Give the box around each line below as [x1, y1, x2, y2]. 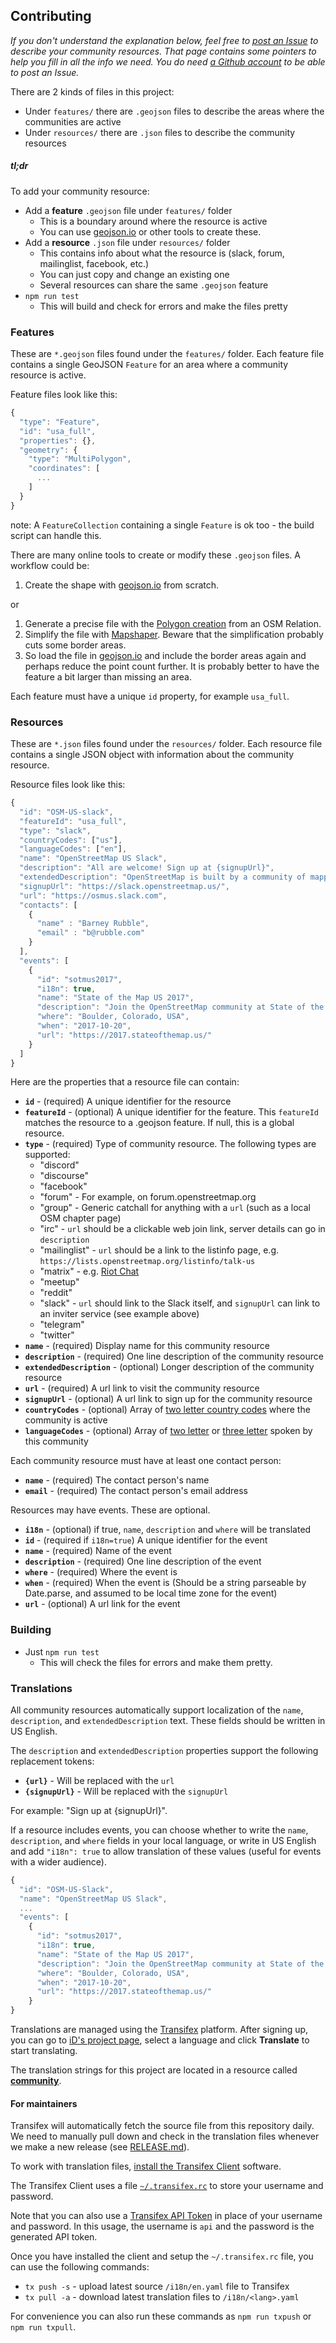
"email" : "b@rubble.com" [36, 928, 145, 938]
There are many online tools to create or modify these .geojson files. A [10, 549, 301, 561]
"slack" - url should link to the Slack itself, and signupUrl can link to [39, 1297, 321, 1309]
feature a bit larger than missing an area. [24, 670, 192, 683]
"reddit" [39, 1287, 73, 1299]
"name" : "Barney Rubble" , [36, 919, 150, 929]
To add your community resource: [10, 185, 150, 197]
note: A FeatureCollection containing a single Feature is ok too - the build [10, 519, 315, 531]
